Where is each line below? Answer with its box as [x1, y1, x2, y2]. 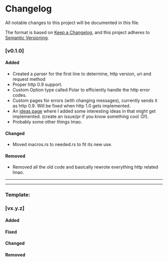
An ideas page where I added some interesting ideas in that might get [12, 108, 156, 114]
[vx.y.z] [5, 205, 25, 212]
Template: [5, 191, 30, 198]
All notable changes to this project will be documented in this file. [5, 20, 140, 26]
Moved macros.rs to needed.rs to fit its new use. [12, 142, 112, 148]
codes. [12, 92, 27, 98]
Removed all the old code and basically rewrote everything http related [12, 164, 158, 170]
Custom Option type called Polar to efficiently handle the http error [12, 87, 150, 93]
